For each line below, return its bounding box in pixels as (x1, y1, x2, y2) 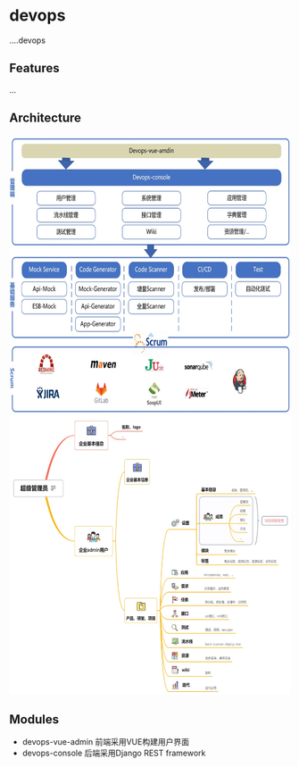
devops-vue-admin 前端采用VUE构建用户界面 (21, 737, 190, 747)
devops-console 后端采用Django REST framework (21, 747, 206, 759)
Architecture (9, 111, 82, 126)
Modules (9, 712, 60, 727)
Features (9, 61, 60, 76)
